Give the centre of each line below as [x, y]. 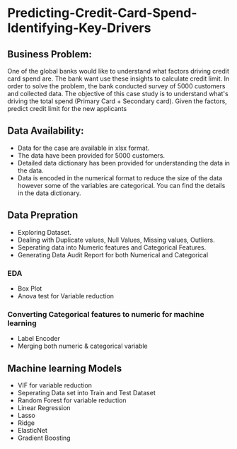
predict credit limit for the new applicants [67, 109]
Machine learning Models [65, 368]
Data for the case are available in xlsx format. [83, 148]
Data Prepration [43, 215]
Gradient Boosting [44, 438]
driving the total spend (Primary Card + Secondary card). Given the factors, [117, 101]
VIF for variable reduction [54, 385]
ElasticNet [33, 431]
